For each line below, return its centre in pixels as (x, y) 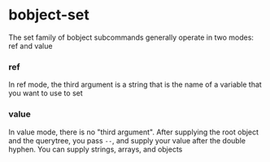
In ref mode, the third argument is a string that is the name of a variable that (135, 85)
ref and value (30, 45)
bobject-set (49, 15)
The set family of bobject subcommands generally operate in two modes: (131, 37)
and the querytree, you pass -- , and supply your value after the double (127, 140)
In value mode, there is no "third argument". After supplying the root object (133, 132)
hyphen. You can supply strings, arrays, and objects (96, 149)
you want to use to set (46, 93)
